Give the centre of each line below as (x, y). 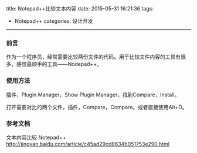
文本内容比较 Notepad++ (36, 137)
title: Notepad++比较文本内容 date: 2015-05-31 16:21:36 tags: (80, 8)
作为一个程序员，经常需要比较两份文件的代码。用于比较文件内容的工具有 (93, 57)
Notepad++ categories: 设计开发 (54, 21)
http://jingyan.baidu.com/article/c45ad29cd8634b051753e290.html (88, 144)
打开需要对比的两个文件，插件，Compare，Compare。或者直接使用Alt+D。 (97, 107)
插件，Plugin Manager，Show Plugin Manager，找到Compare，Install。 (93, 95)
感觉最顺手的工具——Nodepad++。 (59, 64)
